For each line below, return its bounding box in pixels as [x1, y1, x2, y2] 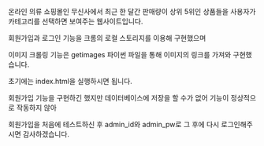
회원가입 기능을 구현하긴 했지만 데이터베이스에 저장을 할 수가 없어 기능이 [8, 93, 229, 102]
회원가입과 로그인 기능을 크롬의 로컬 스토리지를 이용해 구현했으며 [8, 34, 206, 42]
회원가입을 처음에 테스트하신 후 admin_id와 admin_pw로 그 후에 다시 [8, 120, 220, 129]
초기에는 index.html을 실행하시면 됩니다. [8, 77, 132, 86]
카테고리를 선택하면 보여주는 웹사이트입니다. [8, 16, 143, 26]
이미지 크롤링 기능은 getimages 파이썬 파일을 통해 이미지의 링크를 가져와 [8, 50, 232, 59]
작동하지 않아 [16, 103, 58, 112]
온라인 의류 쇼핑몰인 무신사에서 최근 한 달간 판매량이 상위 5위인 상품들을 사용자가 [8, 7, 256, 16]
